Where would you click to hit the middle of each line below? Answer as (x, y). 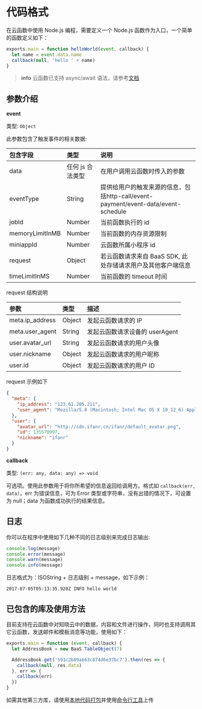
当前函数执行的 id (125, 223)
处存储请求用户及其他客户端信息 (145, 265)
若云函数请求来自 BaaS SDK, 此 (144, 256)
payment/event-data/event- (141, 204)
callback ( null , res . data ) (50, 665)
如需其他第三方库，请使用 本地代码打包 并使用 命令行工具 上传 (80, 700)
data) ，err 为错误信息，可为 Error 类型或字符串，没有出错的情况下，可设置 (99, 493)
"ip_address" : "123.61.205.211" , (59, 404)
